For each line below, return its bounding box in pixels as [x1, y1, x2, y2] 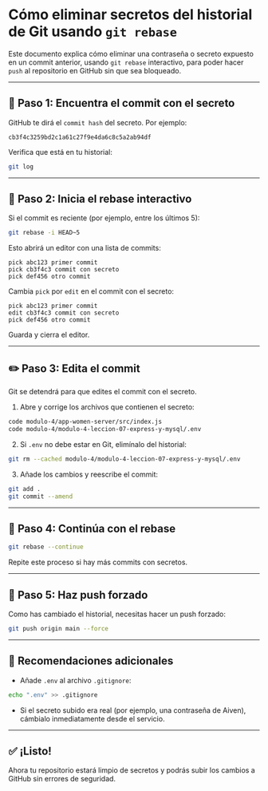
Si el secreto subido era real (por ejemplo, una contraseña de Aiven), [19, 705, 246, 715]
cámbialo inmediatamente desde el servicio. [19, 714, 165, 723]
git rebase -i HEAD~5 [8, 229, 81, 237]
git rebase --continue [8, 543, 84, 552]
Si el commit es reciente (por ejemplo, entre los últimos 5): [8, 213, 200, 223]
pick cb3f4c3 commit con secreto [8, 266, 120, 274]
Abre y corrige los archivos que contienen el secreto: [19, 402, 195, 412]
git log [8, 162, 34, 171]
